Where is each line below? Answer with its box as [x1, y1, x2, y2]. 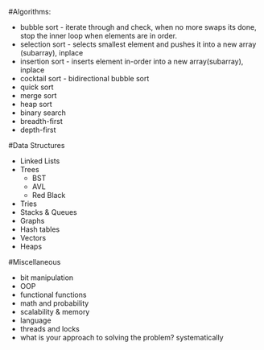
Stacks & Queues [19, 208, 78, 216]
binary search [19, 108, 67, 117]
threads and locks [19, 324, 80, 333]
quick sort [19, 82, 54, 92]
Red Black [31, 191, 66, 200]
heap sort [19, 100, 52, 109]
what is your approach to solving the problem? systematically [19, 333, 224, 342]
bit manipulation [19, 273, 74, 282]
